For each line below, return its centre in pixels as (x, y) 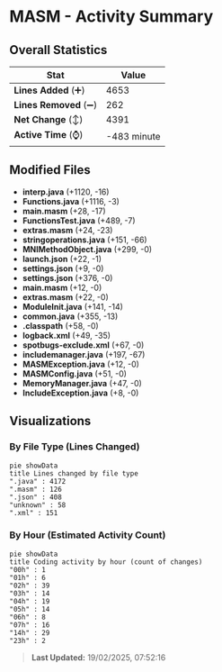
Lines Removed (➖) (55, 105)
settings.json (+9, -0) (63, 268)
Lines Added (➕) (49, 90)
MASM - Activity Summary (111, 17)
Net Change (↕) (49, 119)
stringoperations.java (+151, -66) (84, 240)
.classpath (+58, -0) (60, 325)
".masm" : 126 (36, 489)
